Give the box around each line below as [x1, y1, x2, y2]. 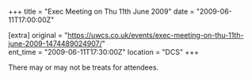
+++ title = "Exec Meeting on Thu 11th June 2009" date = [8, 7, 195, 16]
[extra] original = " [8, 31, 68, 40]
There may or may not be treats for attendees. [8, 63, 159, 72]
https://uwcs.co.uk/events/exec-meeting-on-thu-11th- [67, 31, 244, 40]
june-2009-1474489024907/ [8, 39, 103, 48]
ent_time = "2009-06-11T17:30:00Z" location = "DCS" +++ [8, 48, 200, 56]
